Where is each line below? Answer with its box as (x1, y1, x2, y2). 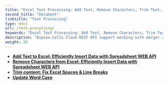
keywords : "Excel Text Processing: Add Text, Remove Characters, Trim (5, 30, 155, 35)
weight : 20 (5, 40, 28, 45)
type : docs (5, 21, 28, 26)
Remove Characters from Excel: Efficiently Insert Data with (12, 58, 137, 65)
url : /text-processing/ (5, 26, 55, 31)
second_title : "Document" (5, 12, 59, 17)
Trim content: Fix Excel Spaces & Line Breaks (12, 69, 108, 75)
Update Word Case (12, 74, 53, 80)
